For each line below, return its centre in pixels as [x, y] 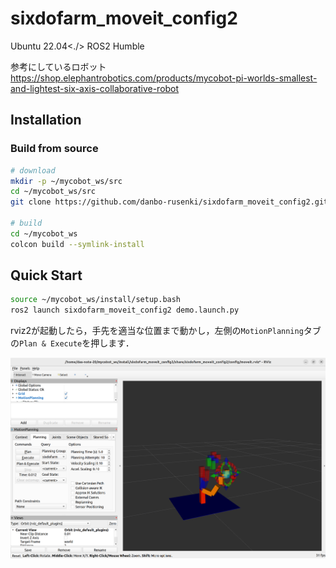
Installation [46, 120]
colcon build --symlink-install [77, 244]
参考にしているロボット [58, 66]
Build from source [54, 149]
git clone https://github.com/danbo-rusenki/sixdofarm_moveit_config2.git [169, 202]
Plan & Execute [51, 344]
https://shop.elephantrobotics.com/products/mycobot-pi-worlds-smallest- [164, 78]
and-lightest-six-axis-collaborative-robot [95, 88]
